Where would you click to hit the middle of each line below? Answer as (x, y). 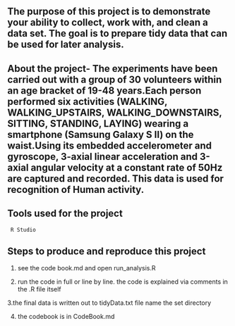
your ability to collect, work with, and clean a (108, 23)
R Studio (23, 230)
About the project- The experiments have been (113, 69)
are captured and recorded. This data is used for (116, 178)
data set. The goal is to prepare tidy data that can (117, 33)
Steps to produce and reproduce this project (107, 251)
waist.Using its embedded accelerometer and (110, 145)
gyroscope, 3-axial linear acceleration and (102, 157)
